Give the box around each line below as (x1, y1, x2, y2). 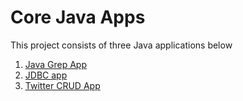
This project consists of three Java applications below (10, 39, 233, 51)
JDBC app (24, 69, 68, 81)
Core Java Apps (10, 6, 146, 29)
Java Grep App (24, 58, 88, 70)
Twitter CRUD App (24, 79, 101, 91)
